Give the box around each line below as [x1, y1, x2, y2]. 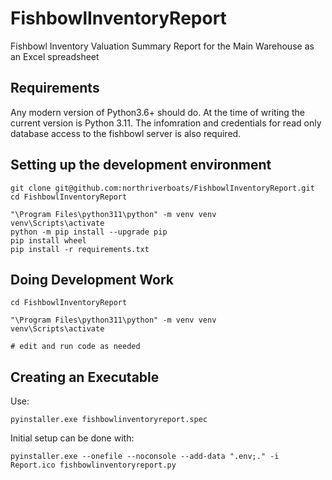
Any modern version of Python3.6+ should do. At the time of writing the [10, 106, 305, 118]
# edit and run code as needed [10, 342, 141, 352]
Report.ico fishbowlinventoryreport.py [10, 460, 177, 471]
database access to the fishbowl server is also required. [10, 127, 242, 139]
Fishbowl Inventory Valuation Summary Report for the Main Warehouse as [10, 40, 315, 52]
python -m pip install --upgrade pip [10, 227, 168, 237]
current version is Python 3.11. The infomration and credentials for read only [10, 117, 322, 129]
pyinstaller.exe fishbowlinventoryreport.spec [10, 415, 208, 425]
